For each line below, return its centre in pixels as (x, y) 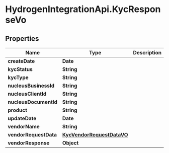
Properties (22, 39)
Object (70, 143)
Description (147, 53)
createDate (21, 61)
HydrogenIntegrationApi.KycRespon (83, 9)
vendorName (24, 127)
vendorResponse (29, 143)
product (18, 110)
